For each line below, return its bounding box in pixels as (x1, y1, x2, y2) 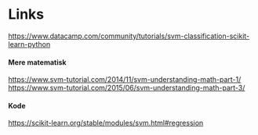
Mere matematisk (8, 57, 67, 67)
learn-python (8, 39, 51, 48)
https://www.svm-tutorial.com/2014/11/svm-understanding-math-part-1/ (8, 75, 242, 84)
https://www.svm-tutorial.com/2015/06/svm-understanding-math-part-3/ (8, 83, 245, 93)
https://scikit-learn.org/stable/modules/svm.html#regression (8, 119, 204, 128)
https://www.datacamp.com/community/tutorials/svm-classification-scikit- (8, 31, 250, 41)
